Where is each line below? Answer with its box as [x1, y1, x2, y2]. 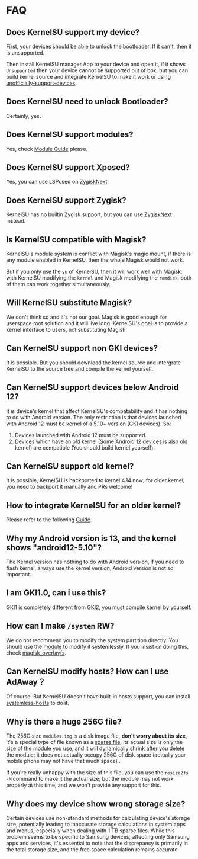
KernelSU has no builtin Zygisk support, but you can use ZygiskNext [6, 211, 173, 218]
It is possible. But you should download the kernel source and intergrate [6, 359, 181, 366]
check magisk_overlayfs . [6, 649, 67, 656]
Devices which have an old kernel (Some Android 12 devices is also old [14, 438, 188, 445]
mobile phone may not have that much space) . [6, 758, 121, 765]
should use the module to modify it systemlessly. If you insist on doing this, [6, 643, 189, 650]
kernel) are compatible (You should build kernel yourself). [14, 444, 155, 451]
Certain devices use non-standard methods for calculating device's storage [6, 815, 190, 821]
